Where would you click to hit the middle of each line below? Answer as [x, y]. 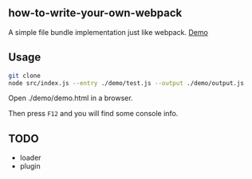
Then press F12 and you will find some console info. [93, 114]
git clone [25, 76]
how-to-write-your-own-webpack [95, 13]
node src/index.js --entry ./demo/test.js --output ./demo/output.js [126, 83]
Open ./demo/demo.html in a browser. [71, 98]
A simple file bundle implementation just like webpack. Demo [108, 32]
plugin [30, 166]
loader [30, 158]
